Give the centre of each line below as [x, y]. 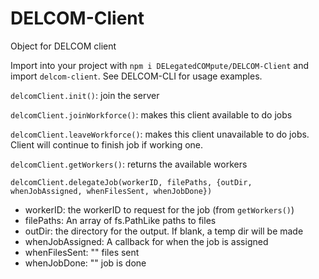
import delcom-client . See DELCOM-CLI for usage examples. [136, 76]
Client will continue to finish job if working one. [107, 144]
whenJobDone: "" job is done [85, 263]
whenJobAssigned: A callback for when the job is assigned [146, 241]
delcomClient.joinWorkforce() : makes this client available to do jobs [151, 114]
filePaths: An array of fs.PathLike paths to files [120, 220]
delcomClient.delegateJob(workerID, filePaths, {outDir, [131, 182]
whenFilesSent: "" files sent [82, 252]
